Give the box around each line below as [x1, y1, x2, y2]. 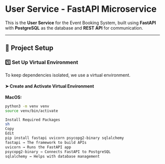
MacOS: [5, 94, 22, 100]
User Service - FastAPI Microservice [5, 3, 157, 15]
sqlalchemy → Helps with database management [5, 154, 100, 159]
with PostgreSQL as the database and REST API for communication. [5, 25, 143, 31]
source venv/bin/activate [5, 108, 58, 113]
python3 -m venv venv [5, 103, 50, 109]
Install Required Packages [5, 117, 60, 122]
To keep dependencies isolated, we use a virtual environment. [5, 72, 131, 78]
